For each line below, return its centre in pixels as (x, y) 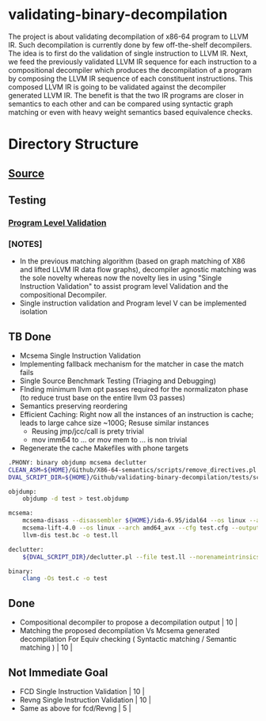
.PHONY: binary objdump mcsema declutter (78, 462)
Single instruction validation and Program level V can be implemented (133, 303)
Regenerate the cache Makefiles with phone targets (104, 448)
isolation (33, 312)
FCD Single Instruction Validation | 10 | (82, 691)
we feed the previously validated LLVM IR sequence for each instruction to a (133, 62)
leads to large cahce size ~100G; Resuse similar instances (114, 423)
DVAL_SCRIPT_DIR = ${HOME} (49, 477)
